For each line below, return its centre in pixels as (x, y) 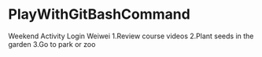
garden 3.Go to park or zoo (52, 44)
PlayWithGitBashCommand (99, 14)
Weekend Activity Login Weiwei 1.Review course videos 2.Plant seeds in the (131, 36)
